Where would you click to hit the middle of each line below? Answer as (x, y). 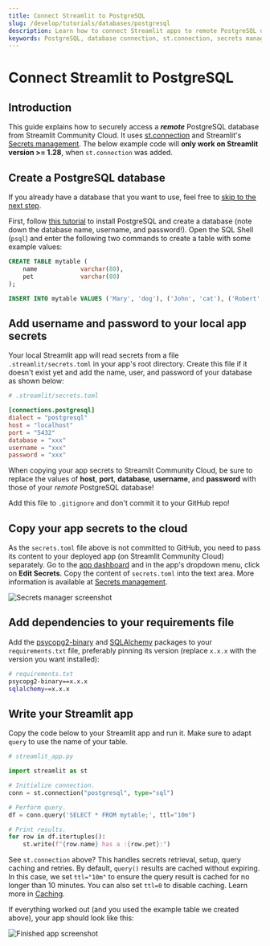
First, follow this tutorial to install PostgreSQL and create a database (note (130, 221)
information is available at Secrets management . (88, 582)
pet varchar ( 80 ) (72, 276)
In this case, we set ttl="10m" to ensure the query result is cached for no (129, 877)
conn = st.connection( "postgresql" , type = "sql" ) (91, 792)
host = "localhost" (41, 425)
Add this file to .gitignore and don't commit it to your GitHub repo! (119, 503)
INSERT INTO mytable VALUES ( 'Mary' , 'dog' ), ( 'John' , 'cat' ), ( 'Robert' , (136, 298)
